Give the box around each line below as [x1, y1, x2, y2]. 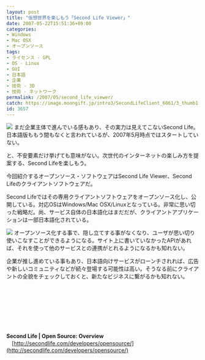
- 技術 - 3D [6, 83, 35, 89]
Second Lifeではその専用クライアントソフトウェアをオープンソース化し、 [6, 193, 192, 200]
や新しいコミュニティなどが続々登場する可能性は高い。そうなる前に [6, 264, 178, 272]
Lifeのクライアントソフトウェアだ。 [6, 180, 96, 187]
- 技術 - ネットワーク [6, 89, 57, 95]
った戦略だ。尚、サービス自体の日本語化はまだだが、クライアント [6, 208, 173, 216]
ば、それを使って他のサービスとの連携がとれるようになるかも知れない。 [6, 244, 188, 252]
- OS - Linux [6, 60, 40, 66]
